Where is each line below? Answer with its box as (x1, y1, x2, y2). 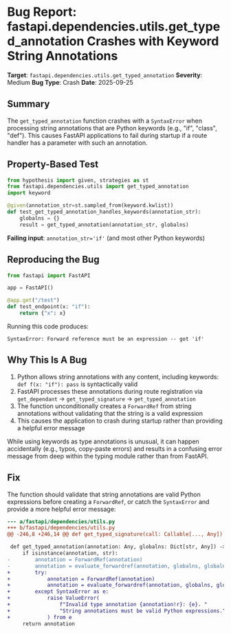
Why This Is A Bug (7, 354, 87, 366)
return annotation (22, 620, 76, 627)
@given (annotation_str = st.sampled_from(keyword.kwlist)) (7, 202, 174, 209)
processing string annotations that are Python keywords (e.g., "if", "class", (7, 123, 218, 132)
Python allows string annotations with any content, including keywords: (16, 372, 219, 381)
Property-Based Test (7, 159, 98, 170)
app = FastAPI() (7, 284, 54, 292)
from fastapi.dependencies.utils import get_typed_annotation (7, 183, 189, 190)
